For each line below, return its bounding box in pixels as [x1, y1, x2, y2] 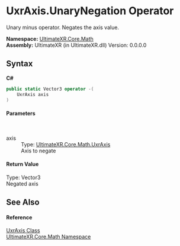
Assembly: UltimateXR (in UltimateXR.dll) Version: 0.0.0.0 [6, 41, 147, 49]
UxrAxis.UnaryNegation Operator [6, 4, 174, 18]
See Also [6, 197, 40, 207]
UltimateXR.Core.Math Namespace [6, 233, 91, 241]
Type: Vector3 [6, 174, 41, 181]
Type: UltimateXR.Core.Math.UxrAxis [21, 140, 111, 148]
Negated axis [6, 180, 38, 187]
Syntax [6, 59, 33, 69]
